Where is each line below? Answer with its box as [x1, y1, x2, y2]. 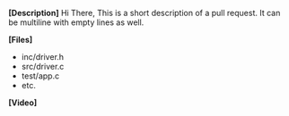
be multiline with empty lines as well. [8, 17, 144, 28]
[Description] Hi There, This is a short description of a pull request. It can [8, 8, 281, 18]
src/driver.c [21, 62, 65, 71]
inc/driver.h [21, 52, 65, 62]
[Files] [8, 35, 33, 45]
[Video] [8, 97, 38, 108]
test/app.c [21, 70, 60, 81]
